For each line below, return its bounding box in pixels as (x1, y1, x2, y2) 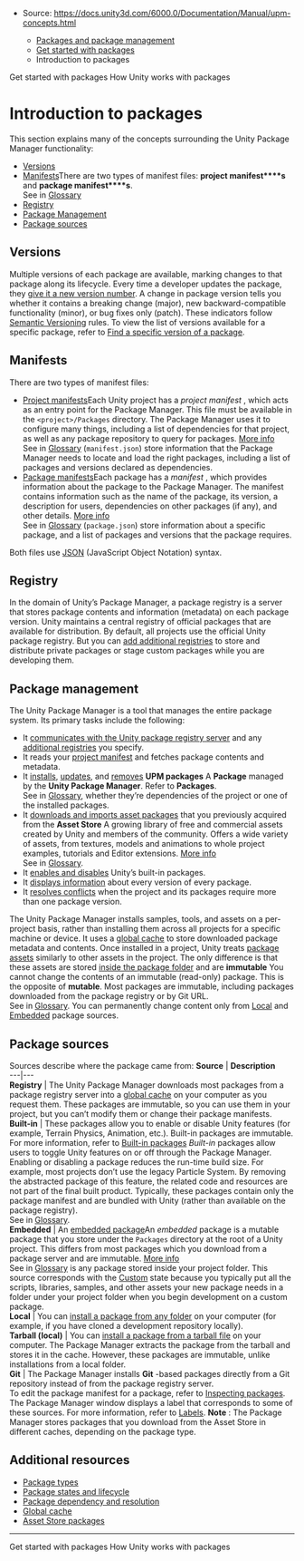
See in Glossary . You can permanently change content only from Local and (9, 1001, 289, 1012)
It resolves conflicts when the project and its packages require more (22, 887, 277, 897)
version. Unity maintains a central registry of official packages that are (9, 616, 271, 627)
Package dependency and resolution (22, 1496, 160, 1507)
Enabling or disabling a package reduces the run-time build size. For (9, 1157, 264, 1168)
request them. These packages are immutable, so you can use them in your (9, 1099, 291, 1110)
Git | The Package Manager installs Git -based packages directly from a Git (9, 1369, 290, 1379)
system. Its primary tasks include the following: (9, 715, 185, 726)
